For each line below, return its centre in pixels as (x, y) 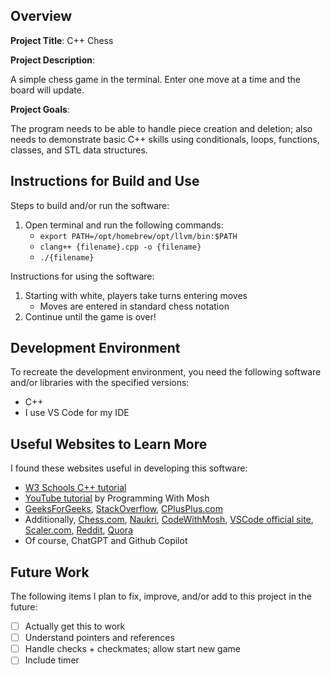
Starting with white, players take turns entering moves (136, 295)
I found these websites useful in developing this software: (129, 468)
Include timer (52, 660)
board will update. (47, 90)
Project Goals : (40, 109)
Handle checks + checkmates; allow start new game (132, 649)
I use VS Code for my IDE (77, 413)
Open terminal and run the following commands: (124, 225)
